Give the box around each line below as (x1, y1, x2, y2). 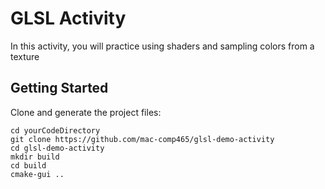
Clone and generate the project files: (10, 106, 162, 118)
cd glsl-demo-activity (10, 143, 105, 153)
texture (10, 50, 40, 62)
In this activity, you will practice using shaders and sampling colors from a (10, 40, 315, 52)
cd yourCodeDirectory (10, 125, 101, 136)
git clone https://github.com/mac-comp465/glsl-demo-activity (10, 134, 275, 144)
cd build (10, 160, 47, 171)
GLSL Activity (10, 7, 127, 30)
